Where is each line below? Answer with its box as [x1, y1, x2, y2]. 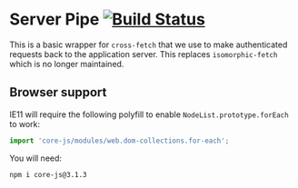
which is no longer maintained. [9, 58, 124, 69]
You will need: [9, 153, 62, 163]
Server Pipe [9, 9, 100, 30]
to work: [9, 118, 41, 129]
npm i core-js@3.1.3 [9, 170, 88, 179]
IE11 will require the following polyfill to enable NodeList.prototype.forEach [9, 109, 289, 120]
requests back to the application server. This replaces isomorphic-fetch [9, 48, 278, 59]
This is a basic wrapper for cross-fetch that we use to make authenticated [9, 39, 288, 50]
